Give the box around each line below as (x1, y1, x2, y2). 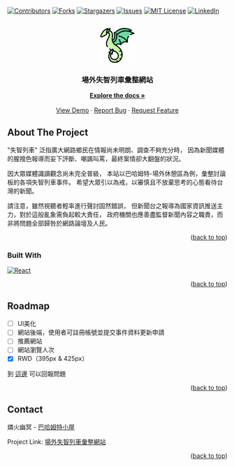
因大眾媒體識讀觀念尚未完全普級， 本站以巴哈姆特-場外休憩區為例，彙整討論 (7, 170, 226, 178)
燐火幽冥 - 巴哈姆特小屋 (7, 423, 75, 431)
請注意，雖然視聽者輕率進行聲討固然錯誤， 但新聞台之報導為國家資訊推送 (7, 202, 217, 210)
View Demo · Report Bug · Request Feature (55, 106, 180, 114)
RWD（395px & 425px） (17, 355, 89, 363)
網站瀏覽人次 (17, 346, 54, 354)
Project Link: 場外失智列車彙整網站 (7, 438, 106, 446)
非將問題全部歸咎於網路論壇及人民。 (7, 219, 112, 228)
